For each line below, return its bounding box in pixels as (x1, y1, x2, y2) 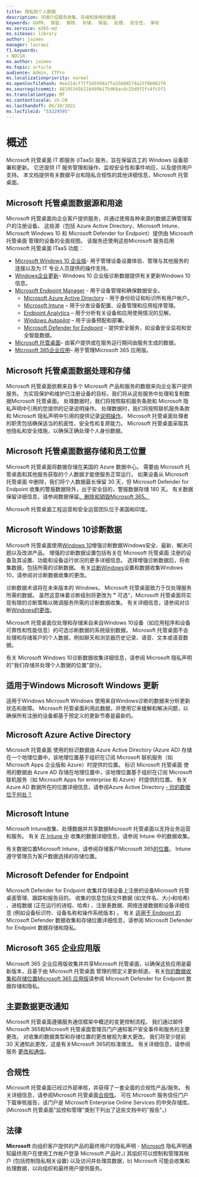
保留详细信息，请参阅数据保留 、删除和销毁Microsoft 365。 (6, 493, 150, 500)
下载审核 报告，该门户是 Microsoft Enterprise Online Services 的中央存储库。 (6, 1099, 193, 1106)
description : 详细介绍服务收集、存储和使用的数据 (6, 14, 116, 20)
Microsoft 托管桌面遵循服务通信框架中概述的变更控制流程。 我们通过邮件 (6, 1018, 184, 1025)
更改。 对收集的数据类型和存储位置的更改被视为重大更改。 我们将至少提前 (6, 1033, 186, 1040)
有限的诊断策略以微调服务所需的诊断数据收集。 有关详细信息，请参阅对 (11, 599, 185, 606)
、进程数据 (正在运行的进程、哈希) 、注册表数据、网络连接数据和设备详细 (6, 901, 185, 909)
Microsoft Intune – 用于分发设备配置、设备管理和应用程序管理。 (23, 302, 179, 309)
